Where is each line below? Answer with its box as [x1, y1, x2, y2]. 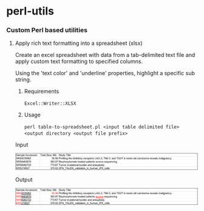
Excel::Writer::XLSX [24, 101, 76, 107]
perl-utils [6, 4, 55, 18]
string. [15, 76, 32, 83]
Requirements [24, 88, 59, 95]
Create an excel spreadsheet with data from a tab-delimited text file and [15, 52, 195, 59]
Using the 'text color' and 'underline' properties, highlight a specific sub [15, 70, 195, 77]
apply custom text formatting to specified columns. [15, 58, 143, 65]
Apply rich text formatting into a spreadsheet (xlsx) [15, 39, 143, 47]
